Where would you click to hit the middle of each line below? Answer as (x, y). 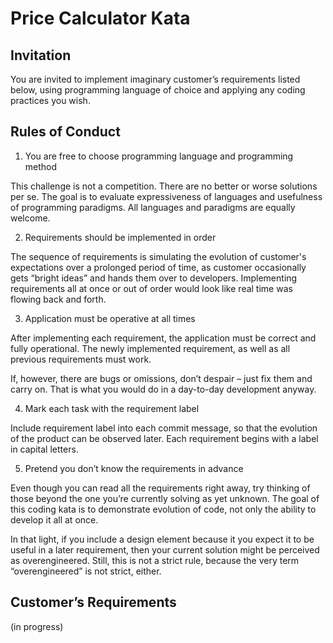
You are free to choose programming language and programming (159, 156)
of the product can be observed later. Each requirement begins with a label (164, 438)
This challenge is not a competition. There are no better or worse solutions (164, 186)
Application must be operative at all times (110, 318)
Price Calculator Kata (100, 18)
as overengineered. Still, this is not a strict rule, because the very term (155, 560)
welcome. (30, 218)
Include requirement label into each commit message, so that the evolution (164, 428)
